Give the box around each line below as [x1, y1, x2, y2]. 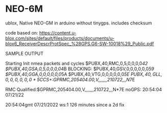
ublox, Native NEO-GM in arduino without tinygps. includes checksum [5, 20, 152, 26]
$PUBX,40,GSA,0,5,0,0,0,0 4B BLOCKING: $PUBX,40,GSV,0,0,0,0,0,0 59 [5, 66, 154, 72]
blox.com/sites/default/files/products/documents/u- [5, 35, 115, 41]
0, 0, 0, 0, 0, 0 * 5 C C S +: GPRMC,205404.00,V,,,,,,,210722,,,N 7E [5, 76, 135, 82]
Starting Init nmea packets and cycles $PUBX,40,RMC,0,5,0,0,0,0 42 [5, 60, 148, 66]
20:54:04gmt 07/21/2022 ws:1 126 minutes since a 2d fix [5, 101, 125, 107]
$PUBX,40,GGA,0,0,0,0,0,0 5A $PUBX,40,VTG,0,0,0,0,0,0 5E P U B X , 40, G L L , [5, 71, 162, 77]
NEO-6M [5, 3, 43, 15]
